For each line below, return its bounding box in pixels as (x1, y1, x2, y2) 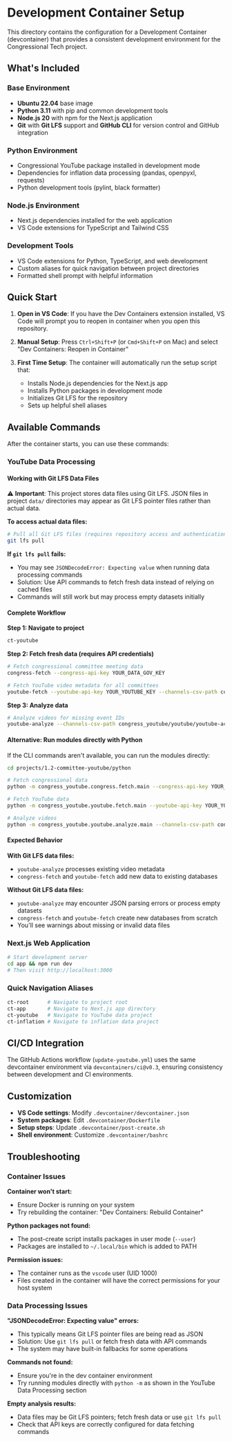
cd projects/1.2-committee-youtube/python (7, 764, 131, 772)
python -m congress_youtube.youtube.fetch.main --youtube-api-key (7, 802, 202, 810)
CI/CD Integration (7, 1037, 84, 1049)
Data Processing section (17, 1386, 87, 1395)
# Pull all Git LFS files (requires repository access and (7, 531, 181, 538)
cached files (17, 586, 53, 594)
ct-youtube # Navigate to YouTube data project (7, 1012, 153, 1019)
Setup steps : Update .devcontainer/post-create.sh (17, 1124, 166, 1132)
